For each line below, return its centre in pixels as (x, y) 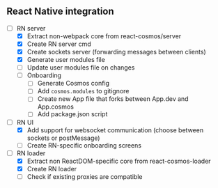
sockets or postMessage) (63, 138)
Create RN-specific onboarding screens (84, 145)
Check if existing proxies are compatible (85, 176)
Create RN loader (52, 169)
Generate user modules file (66, 60)
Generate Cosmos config (73, 84)
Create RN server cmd (59, 44)
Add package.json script (72, 114)
